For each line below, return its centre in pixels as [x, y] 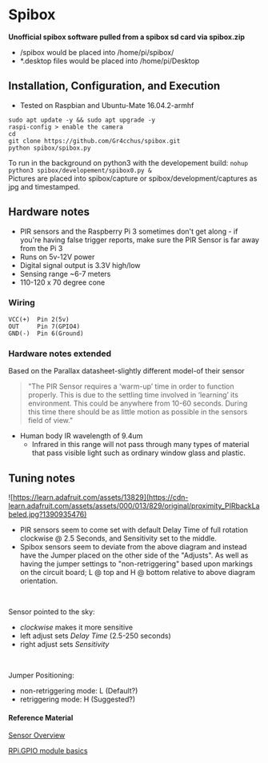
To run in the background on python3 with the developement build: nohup [128, 162]
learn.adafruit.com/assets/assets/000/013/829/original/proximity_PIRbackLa [134, 505]
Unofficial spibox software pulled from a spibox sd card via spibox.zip [127, 37]
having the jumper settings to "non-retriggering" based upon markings [136, 563]
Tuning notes [42, 478]
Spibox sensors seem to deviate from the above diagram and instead [133, 546]
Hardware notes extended [60, 354]
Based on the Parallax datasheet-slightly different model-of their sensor [127, 371]
